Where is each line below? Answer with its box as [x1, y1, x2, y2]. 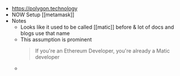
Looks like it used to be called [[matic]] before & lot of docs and [20, 23, 174, 30]
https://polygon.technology [11, 5, 78, 12]
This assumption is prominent [20, 36, 92, 43]
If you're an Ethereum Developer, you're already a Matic [35, 47, 170, 54]
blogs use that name [20, 30, 70, 37]
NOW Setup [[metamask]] [11, 11, 74, 18]
